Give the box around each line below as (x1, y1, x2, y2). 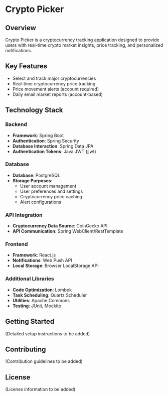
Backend (5, 121, 28, 128)
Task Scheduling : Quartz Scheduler (12, 292, 87, 298)
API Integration (5, 211, 43, 218)
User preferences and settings (20, 188, 83, 194)
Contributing (5, 345, 46, 353)
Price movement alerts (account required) (12, 86, 99, 92)
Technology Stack (5, 106, 63, 114)
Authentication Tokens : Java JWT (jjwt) (12, 148, 96, 154)
